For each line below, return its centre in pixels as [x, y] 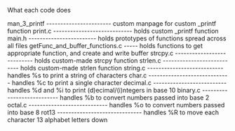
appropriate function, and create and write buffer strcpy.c [90, 53]
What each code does [39, 10]
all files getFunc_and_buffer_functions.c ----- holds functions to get [105, 46]
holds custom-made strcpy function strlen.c [98, 61]
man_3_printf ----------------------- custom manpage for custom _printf [112, 23]
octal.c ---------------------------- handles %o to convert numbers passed [116, 105]
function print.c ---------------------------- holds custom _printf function [113, 31]
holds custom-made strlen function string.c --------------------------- [122, 68]
